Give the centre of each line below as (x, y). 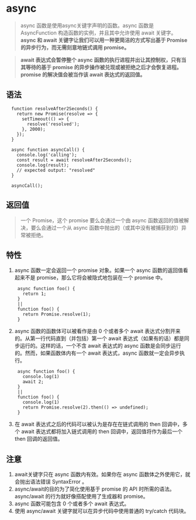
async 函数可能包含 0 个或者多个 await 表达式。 (72, 504)
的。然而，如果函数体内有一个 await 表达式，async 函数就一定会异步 (97, 353)
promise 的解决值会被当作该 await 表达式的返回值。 (83, 74)
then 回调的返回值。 (39, 439)
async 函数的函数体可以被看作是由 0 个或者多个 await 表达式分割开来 (97, 331)
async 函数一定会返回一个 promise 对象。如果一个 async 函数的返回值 (99, 270)
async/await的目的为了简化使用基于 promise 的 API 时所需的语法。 (94, 489)
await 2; (33, 382)
